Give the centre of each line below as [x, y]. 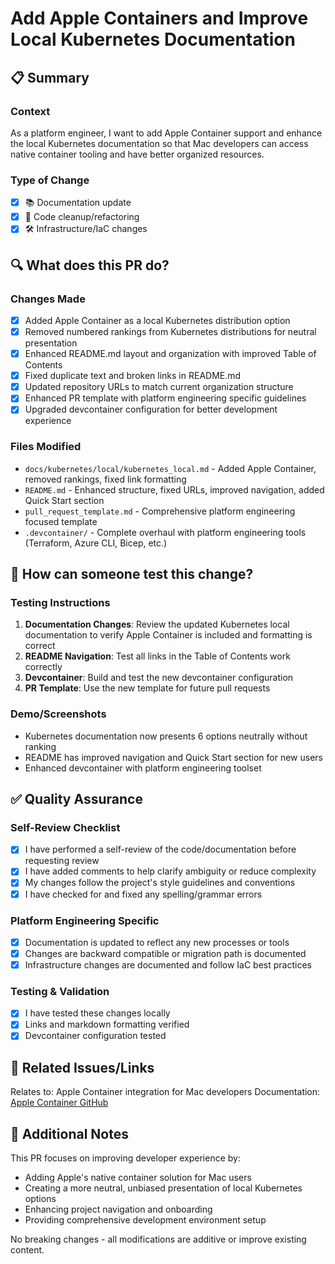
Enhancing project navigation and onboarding [118, 1209]
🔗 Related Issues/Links [82, 1067]
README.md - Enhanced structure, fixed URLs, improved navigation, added [174, 489]
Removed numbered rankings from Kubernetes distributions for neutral [170, 331]
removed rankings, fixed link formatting [105, 479]
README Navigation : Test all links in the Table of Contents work [157, 656]
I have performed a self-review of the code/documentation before [160, 849]
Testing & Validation [60, 991]
